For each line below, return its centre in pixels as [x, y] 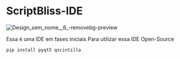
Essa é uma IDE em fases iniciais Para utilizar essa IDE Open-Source [90, 39]
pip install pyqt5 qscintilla [44, 50]
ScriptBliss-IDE [45, 11]
